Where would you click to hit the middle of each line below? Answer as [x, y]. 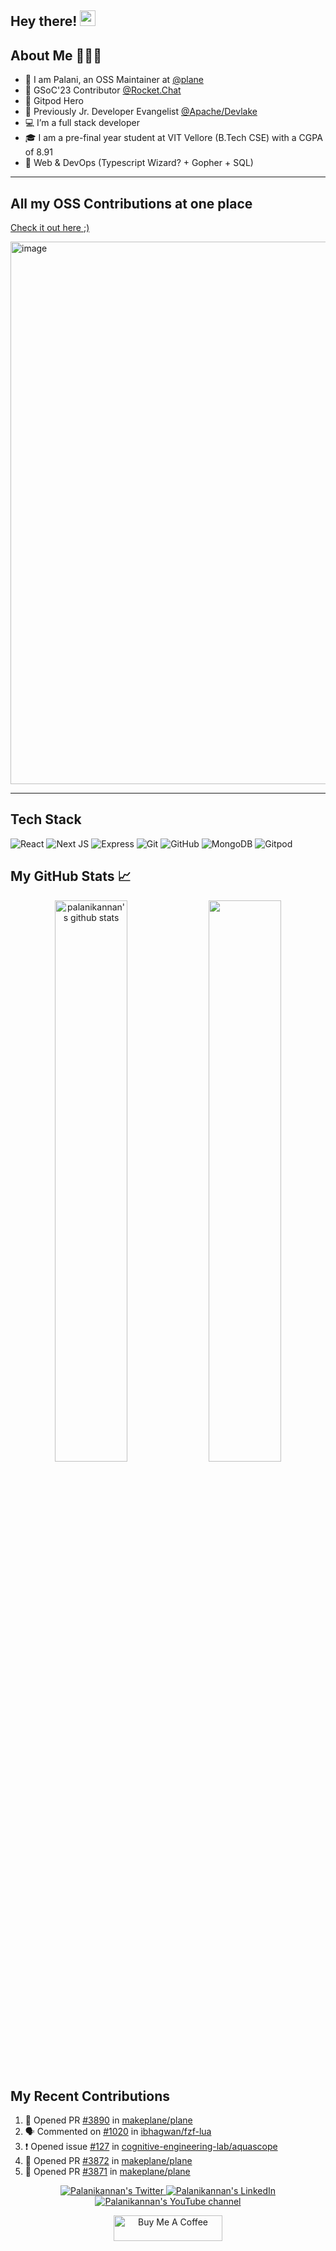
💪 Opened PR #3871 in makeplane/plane [107, 2172]
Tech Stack [46, 819]
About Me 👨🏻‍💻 [56, 55]
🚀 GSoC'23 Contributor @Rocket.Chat [103, 90]
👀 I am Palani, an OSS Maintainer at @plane [114, 80]
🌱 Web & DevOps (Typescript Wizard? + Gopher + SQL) [139, 163]
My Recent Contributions [90, 2096]
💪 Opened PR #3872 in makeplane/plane [108, 2161]
